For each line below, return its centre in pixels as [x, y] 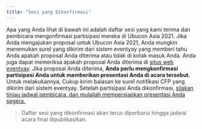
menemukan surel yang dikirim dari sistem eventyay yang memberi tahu [97, 49]
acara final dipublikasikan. [54, 119]
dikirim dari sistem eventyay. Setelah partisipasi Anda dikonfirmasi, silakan [100, 88]
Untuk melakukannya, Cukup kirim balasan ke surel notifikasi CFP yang [96, 81]
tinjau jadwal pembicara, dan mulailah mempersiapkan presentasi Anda [96, 94]
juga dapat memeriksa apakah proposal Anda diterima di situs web [90, 62]
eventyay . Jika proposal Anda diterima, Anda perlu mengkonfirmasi [92, 68]
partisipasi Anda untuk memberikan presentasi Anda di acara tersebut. [98, 75]
